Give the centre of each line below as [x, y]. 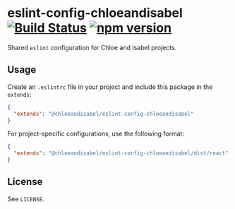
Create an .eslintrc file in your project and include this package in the [110, 87]
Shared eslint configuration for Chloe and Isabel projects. [92, 47]
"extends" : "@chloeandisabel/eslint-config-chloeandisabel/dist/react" [121, 153]
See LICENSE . [26, 198]
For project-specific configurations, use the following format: [96, 134]
